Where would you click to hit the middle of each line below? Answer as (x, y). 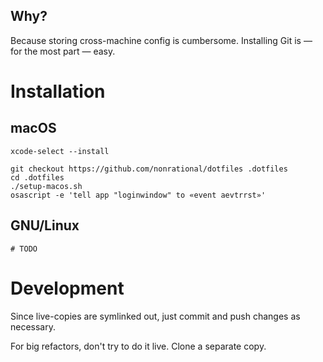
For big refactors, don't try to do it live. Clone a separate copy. (138, 346)
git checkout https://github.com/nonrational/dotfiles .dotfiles (149, 169)
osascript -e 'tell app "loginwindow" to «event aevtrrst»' (138, 195)
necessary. (33, 326)
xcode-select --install (60, 151)
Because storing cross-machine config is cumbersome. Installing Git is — (161, 40)
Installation (58, 91)
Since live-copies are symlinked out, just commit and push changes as (155, 316)
